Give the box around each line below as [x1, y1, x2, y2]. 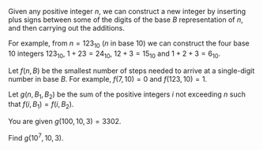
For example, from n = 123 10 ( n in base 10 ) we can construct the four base [8, 38, 250, 49]
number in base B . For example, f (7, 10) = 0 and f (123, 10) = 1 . [8, 74, 208, 83]
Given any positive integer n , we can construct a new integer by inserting [8, 7, 246, 16]
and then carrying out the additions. [8, 24, 125, 32]
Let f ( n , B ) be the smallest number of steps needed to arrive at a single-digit [8, 66, 255, 75]
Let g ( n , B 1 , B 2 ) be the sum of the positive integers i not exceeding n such [8, 90, 246, 101]
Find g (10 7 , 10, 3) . [8, 132, 64, 142]
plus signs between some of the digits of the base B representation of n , [8, 15, 243, 24]
